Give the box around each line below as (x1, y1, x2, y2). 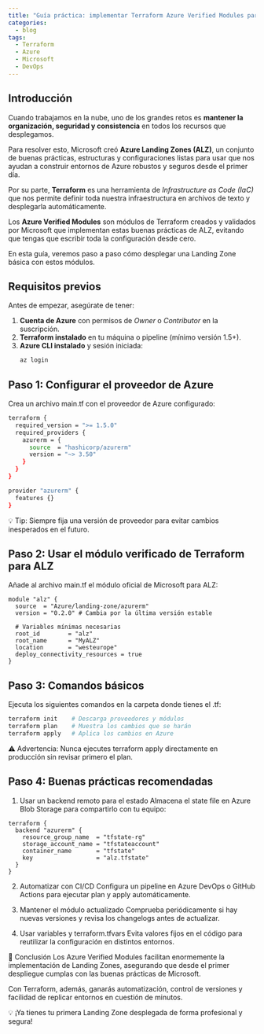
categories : (8, 19, 47, 27)
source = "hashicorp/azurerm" (28, 443, 132, 451)
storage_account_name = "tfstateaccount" (22, 840, 159, 848)
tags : (8, 33, 26, 42)
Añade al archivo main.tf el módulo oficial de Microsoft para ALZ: (8, 580, 218, 590)
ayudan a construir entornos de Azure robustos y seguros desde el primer (8, 161, 248, 171)
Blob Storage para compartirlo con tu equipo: (19, 804, 167, 814)
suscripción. (19, 324, 60, 334)
